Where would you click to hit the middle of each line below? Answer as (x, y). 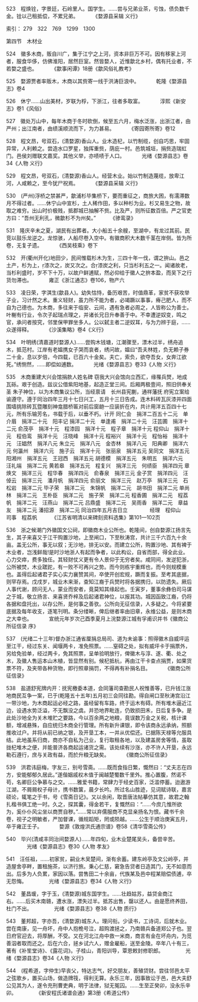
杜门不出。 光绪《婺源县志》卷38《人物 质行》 (73, 909)
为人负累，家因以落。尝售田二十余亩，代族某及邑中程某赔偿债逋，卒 (109, 874)
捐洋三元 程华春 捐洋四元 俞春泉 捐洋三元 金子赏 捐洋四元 (100, 473)
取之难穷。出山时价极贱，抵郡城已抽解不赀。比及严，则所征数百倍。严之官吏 (99, 211)
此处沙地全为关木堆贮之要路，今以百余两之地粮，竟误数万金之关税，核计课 (96, 718)
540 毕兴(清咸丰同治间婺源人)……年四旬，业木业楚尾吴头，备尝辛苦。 (92, 839)
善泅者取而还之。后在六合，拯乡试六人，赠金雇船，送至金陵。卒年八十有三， (99, 943)
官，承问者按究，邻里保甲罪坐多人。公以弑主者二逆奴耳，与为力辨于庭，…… (98, 322)
